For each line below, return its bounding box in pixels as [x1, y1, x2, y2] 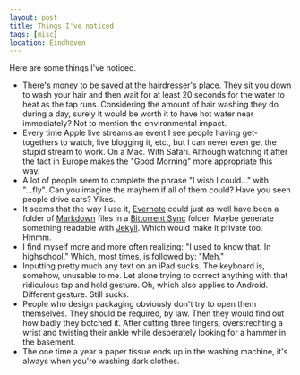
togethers [21, 137, 59, 148]
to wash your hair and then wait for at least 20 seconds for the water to [21, 89, 285, 100]
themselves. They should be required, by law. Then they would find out [21, 308, 285, 319]
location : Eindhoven [9, 38, 87, 47]
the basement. [21, 337, 76, 347]
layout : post [9, 13, 58, 22]
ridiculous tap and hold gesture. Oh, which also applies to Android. [21, 279, 269, 291]
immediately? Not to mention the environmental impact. [21, 118, 227, 129]
